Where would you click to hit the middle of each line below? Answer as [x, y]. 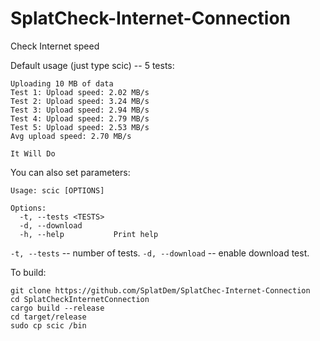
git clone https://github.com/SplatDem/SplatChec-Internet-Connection [160, 290]
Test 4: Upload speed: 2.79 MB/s [80, 118]
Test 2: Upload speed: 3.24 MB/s [80, 101]
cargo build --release [57, 308]
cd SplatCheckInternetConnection [80, 299]
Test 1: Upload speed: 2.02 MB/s [80, 92]
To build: [28, 272]
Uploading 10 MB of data [62, 83]
